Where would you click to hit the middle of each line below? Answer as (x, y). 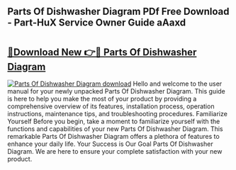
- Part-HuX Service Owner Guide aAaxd (97, 23)
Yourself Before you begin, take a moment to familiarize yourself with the (114, 121)
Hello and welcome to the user (178, 84)
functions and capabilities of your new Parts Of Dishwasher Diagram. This (115, 129)
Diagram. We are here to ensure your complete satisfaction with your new (115, 151)
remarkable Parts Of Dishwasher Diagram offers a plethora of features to (113, 136)
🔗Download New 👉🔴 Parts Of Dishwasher (102, 52)
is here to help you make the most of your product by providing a (102, 99)
